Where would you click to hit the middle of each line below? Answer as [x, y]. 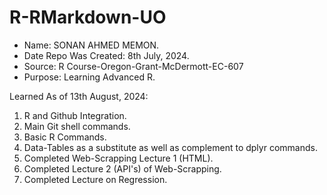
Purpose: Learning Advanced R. [89, 77]
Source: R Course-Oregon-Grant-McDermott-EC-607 [133, 66]
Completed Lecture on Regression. [95, 179]
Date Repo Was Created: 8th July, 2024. [106, 55]
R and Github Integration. [75, 115]
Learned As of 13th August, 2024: [79, 96]
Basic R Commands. [65, 137]
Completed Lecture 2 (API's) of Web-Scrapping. [122, 168]
